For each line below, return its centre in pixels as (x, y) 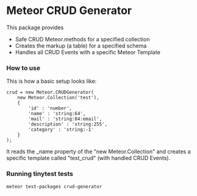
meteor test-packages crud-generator (54, 186)
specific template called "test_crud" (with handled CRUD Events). (88, 158)
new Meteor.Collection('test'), (58, 98)
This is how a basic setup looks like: (52, 81)
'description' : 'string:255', (68, 124)
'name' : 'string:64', (57, 114)
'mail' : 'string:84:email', (65, 119)
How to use (23, 68)
